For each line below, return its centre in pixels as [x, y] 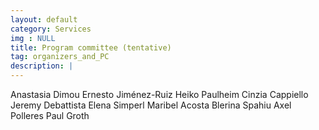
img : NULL [33, 38]
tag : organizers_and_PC [60, 57]
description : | [42, 66]
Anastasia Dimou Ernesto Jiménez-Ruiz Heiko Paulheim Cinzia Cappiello [159, 94]
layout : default [44, 19]
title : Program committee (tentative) [91, 47]
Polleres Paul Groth [50, 115]
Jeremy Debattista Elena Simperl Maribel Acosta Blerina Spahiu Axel [151, 105]
